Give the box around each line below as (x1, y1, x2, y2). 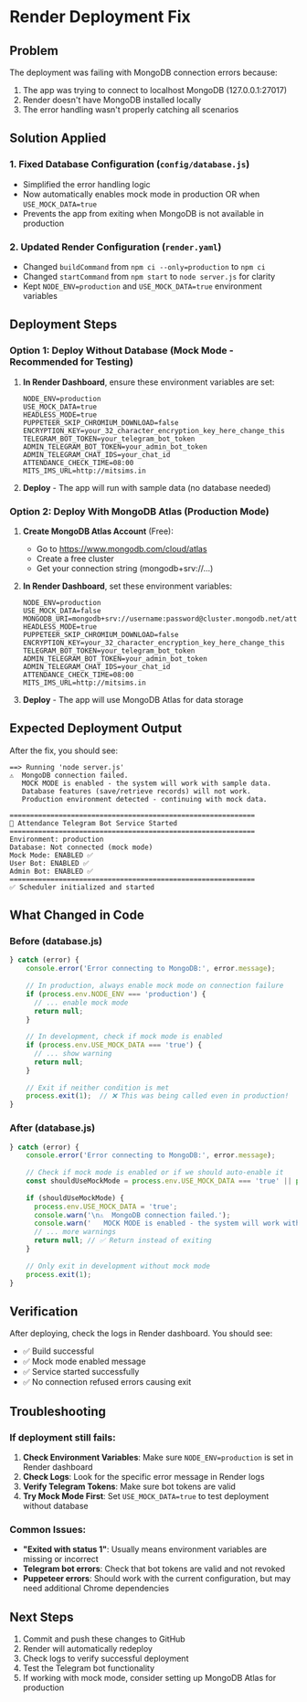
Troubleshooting (9, 1403, 107, 1419)
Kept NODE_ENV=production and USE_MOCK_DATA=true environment (22, 281, 262, 292)
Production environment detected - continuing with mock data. (21, 794, 268, 803)
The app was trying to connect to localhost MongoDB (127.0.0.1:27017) (22, 85, 288, 95)
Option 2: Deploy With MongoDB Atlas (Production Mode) (9, 505, 270, 517)
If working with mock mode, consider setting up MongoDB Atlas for (22, 1673, 277, 1683)
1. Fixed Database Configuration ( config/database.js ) (9, 158, 250, 171)
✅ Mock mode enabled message (22, 1356, 146, 1367)
